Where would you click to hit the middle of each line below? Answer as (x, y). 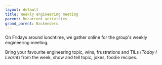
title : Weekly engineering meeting (42, 14)
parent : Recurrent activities (36, 19)
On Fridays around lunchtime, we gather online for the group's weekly (76, 37)
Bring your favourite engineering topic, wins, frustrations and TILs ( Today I (81, 52)
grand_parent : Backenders (32, 23)
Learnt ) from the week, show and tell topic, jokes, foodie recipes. (71, 58)
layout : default (22, 10)
